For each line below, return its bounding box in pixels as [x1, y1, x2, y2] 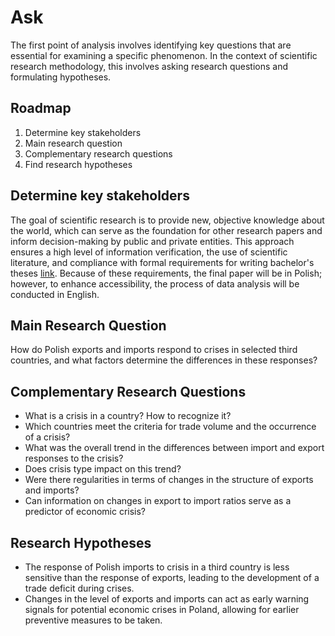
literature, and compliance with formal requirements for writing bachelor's [10, 256, 315, 268]
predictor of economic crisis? [24, 506, 147, 518]
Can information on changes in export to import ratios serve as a [24, 495, 292, 507]
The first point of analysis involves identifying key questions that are [10, 39, 292, 51]
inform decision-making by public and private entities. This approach [10, 235, 295, 247]
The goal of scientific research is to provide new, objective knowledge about [10, 214, 325, 226]
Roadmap [10, 100, 72, 117]
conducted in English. [10, 288, 100, 300]
